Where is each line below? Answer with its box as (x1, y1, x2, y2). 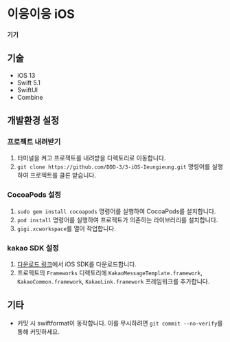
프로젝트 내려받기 (7, 137, 61, 147)
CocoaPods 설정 (7, 190, 62, 200)
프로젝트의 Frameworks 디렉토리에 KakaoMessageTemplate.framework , (16, 269, 203, 277)
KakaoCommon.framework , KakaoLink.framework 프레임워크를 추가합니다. (16, 277, 210, 286)
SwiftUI (16, 85, 38, 94)
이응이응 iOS (7, 6, 76, 22)
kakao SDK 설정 (7, 243, 60, 253)
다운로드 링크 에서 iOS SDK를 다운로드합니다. (16, 260, 137, 268)
